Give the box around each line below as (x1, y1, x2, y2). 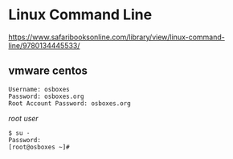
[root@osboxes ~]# (8, 143, 70, 151)
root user (8, 113, 39, 123)
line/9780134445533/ (8, 40, 80, 50)
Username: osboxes (8, 85, 70, 93)
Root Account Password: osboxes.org (8, 99, 131, 108)
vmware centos (8, 64, 88, 78)
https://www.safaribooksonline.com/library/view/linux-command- (8, 32, 225, 42)
